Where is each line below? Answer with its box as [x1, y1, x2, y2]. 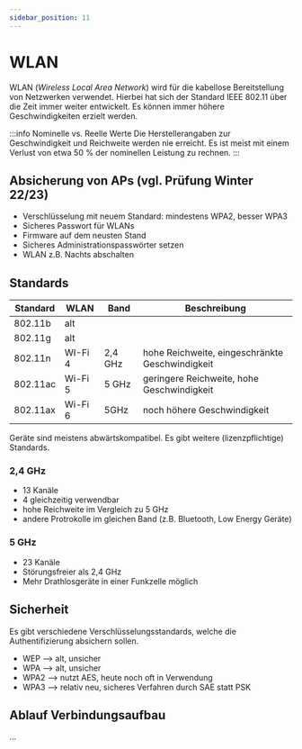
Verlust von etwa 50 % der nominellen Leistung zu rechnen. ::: [9, 147, 240, 158]
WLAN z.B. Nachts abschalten [22, 249, 135, 260]
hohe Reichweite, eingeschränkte [142, 347, 284, 359]
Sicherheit [9, 602, 69, 618]
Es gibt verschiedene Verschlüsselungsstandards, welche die [9, 626, 236, 636]
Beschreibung [184, 302, 247, 315]
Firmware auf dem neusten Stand [22, 230, 147, 241]
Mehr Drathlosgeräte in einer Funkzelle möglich [22, 575, 199, 586]
